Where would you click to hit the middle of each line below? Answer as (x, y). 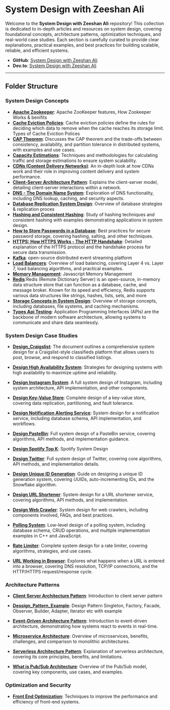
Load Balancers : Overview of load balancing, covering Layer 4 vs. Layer (88, 263)
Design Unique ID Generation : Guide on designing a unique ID (78, 474)
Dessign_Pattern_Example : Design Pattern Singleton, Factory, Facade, (87, 606)
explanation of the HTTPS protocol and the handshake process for (82, 247)
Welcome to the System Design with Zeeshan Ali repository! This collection (85, 23)
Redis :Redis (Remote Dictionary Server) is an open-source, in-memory (86, 279)
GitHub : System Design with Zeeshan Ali (55, 60)
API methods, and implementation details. (56, 464)
